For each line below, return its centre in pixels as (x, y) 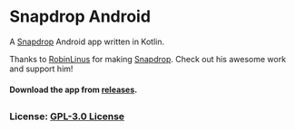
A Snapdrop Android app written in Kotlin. (87, 42)
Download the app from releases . (74, 89)
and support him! (41, 69)
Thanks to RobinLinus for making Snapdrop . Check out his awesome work (148, 59)
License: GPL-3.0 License (67, 116)
